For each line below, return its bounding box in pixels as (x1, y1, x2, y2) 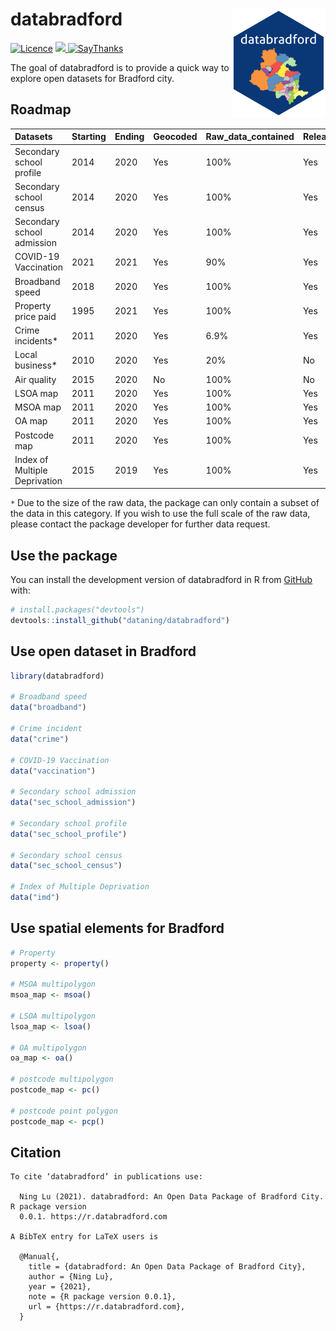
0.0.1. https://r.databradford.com (19, 1212, 168, 1222)
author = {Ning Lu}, (28, 1272, 114, 1282)
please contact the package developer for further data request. (10, 518, 271, 530)
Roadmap (10, 101, 72, 118)
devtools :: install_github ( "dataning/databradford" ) (10, 615, 230, 625)
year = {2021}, (28, 1282, 92, 1292)
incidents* (14, 335, 58, 347)
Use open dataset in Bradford (10, 643, 197, 660)
